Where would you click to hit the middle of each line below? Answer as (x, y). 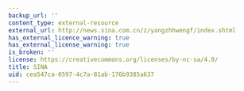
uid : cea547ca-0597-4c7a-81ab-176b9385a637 (81, 74)
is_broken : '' (32, 52)
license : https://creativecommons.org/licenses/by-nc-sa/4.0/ (113, 60)
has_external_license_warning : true (69, 45)
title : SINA (28, 67)
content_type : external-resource (64, 23)
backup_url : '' (33, 15)
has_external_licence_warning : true (69, 38)
